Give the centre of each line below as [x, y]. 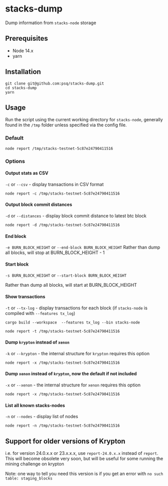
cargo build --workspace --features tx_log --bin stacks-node [73, 322]
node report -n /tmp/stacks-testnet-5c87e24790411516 [63, 426]
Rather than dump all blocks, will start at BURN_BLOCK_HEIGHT [71, 285]
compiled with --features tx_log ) [40, 313]
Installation [23, 72]
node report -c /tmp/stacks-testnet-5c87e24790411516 [63, 193]
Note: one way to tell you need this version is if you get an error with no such [84, 474]
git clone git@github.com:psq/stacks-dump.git [55, 84]
